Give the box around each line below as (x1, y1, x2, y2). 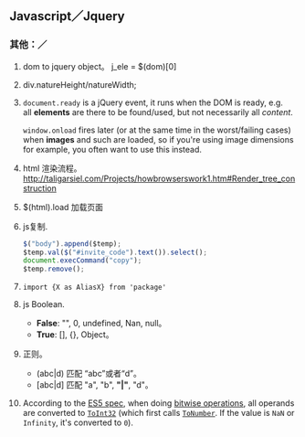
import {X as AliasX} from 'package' (22, 282, 167, 293)
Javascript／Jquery (9, 8, 125, 25)
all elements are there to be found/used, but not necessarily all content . (22, 106, 294, 117)
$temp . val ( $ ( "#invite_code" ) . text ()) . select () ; (22, 248, 208, 257)
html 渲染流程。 (22, 163, 82, 174)
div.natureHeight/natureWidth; (22, 79, 137, 90)
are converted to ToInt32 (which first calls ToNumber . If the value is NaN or (22, 408, 295, 419)
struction (22, 182, 57, 194)
